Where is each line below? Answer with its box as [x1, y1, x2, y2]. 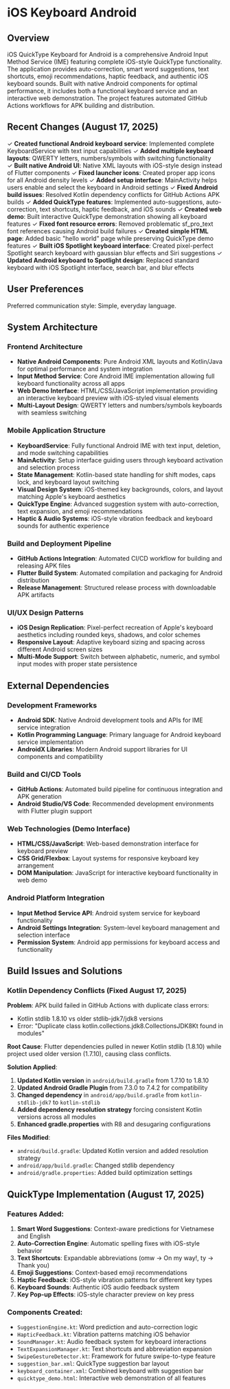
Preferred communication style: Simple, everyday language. [7, 301, 176, 310]
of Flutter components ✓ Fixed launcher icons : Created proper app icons [7, 168, 216, 176]
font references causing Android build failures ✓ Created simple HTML [7, 226, 209, 235]
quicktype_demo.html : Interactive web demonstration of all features [16, 1374, 206, 1382]
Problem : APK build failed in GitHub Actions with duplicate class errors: [7, 1001, 209, 1009]
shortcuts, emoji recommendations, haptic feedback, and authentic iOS [7, 72, 209, 80]
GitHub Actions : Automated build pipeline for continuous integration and [16, 785, 223, 793]
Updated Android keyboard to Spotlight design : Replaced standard [7, 256, 200, 264]
